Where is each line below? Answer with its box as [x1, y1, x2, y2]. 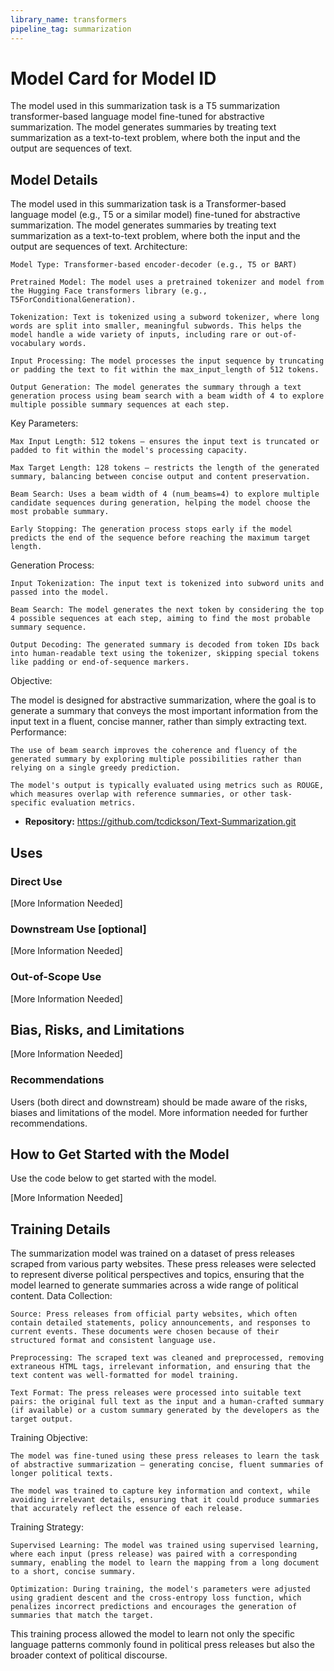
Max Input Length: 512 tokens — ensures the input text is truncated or [10, 437, 320, 447]
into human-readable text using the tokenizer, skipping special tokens [10, 649, 320, 659]
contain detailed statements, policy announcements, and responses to [10, 1318, 311, 1328]
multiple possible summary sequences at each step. [10, 400, 230, 410]
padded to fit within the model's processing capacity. [10, 446, 248, 456]
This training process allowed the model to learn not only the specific [10, 1628, 295, 1640]
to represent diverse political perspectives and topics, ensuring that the [10, 1269, 305, 1281]
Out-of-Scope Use [10, 970, 102, 984]
